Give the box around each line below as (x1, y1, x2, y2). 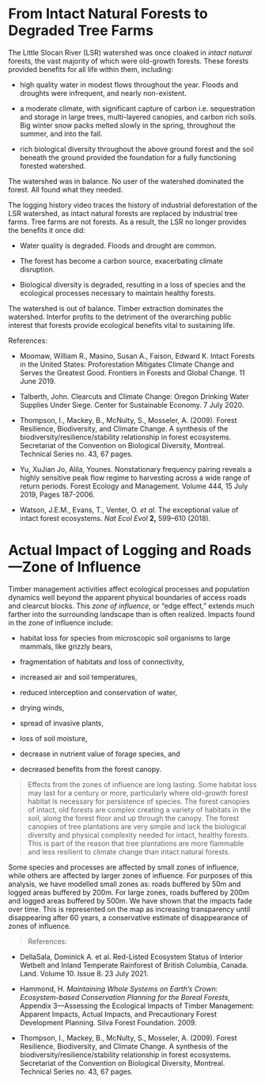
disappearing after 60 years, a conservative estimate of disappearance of (8, 912, 248, 922)
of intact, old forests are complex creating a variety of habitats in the (27, 804, 252, 814)
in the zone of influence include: (8, 618, 113, 627)
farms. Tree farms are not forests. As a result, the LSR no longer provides (8, 217, 247, 226)
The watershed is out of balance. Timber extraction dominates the (8, 303, 224, 313)
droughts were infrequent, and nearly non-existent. (19, 88, 187, 97)
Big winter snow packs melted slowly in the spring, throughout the (19, 120, 236, 130)
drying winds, (19, 702, 65, 713)
